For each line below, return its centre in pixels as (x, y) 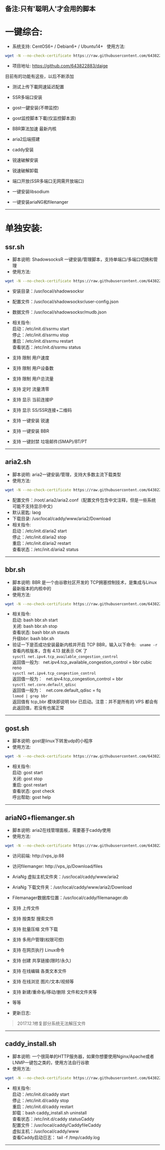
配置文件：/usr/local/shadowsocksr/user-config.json (65, 302)
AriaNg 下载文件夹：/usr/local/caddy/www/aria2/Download (72, 887)
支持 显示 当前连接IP (33, 400)
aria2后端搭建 (26, 139)
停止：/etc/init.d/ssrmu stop (41, 335)
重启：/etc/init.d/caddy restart (43, 1107)
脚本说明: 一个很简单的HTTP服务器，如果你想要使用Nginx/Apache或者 (83, 1056)
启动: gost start (27, 773)
